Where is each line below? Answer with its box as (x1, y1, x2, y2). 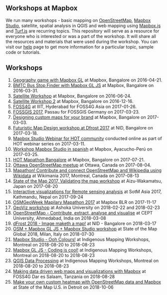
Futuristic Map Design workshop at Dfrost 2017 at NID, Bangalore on (12, 124, 154, 130)
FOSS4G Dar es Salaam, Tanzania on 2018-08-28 (12, 273, 115, 279)
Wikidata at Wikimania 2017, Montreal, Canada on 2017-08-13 (12, 172, 139, 178)
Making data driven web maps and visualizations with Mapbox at (12, 268, 146, 274)
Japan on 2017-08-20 (12, 183, 58, 189)
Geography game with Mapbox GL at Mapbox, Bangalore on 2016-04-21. (12, 77, 163, 83)
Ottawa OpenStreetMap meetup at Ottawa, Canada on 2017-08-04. (12, 162, 152, 168)
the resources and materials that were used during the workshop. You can (5, 38, 158, 44)
